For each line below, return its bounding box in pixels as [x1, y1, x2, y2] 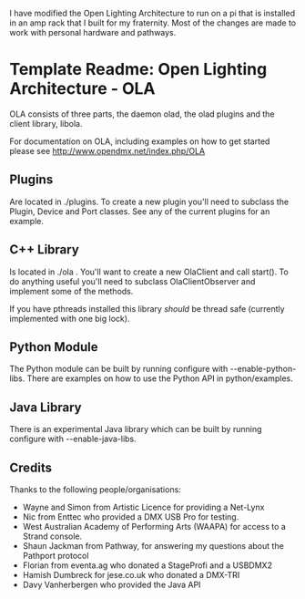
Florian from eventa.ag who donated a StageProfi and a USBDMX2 [22, 560, 273, 571]
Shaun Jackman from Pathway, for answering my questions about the [22, 541, 284, 551]
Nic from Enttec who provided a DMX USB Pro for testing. [22, 511, 239, 522]
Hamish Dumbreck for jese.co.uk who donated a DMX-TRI [22, 570, 240, 580]
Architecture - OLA [9, 78, 157, 99]
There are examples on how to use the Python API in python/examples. [26, 373, 293, 384]
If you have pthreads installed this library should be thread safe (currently [9, 303, 285, 314]
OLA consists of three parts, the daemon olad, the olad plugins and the [9, 108, 275, 119]
